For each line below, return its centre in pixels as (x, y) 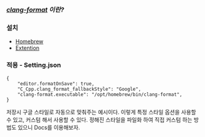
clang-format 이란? (35, 9)
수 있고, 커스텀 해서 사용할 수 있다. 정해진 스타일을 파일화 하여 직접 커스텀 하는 (99, 119)
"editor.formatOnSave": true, (56, 84)
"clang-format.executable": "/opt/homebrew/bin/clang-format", (100, 94)
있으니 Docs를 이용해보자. (49, 127)
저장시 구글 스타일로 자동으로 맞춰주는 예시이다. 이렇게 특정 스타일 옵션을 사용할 (101, 112)
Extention (27, 48)
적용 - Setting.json (34, 65)
